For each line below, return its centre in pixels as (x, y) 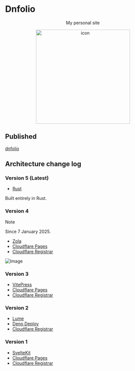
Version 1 (17, 342)
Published (21, 137)
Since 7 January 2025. (28, 231)
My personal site (83, 23)
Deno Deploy (25, 324)
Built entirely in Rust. (26, 198)
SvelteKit (21, 352)
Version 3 (17, 274)
